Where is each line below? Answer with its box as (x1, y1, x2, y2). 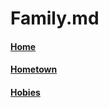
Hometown (10, 63, 58, 76)
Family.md (10, 7, 100, 30)
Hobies (10, 86, 41, 98)
